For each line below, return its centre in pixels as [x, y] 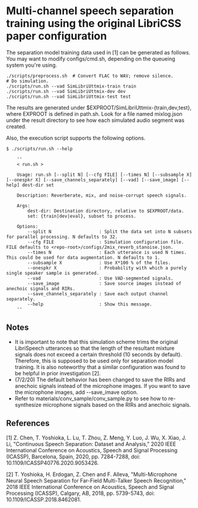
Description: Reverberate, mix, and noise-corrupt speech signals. [102, 195]
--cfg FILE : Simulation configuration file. [106, 242]
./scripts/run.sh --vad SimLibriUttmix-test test [69, 97]
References [28, 424]
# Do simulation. [28, 81]
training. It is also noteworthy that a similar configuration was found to [100, 367]
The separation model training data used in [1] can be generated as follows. [98, 52]
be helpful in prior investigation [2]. [58, 373]
